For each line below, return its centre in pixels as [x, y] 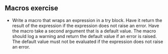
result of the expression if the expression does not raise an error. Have [86, 25]
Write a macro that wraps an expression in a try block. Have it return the [87, 20]
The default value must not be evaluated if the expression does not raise [88, 41]
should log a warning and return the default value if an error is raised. [85, 36]
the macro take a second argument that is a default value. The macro [84, 31]
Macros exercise [32, 8]
